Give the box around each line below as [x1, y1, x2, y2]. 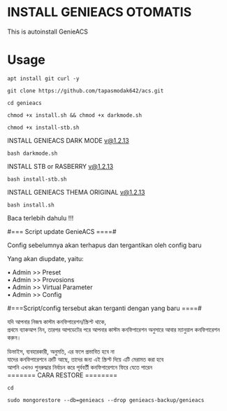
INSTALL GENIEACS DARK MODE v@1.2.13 [7, 136, 129, 144]
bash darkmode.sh [7, 150, 58, 157]
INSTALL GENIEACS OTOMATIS [7, 4, 192, 20]
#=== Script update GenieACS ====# [7, 227, 117, 235]
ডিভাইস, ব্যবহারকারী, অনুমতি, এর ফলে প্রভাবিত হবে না [7, 347, 115, 356]
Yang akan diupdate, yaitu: [7, 254, 84, 263]
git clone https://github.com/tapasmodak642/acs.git [7, 87, 164, 95]
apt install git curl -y [7, 75, 80, 82]
